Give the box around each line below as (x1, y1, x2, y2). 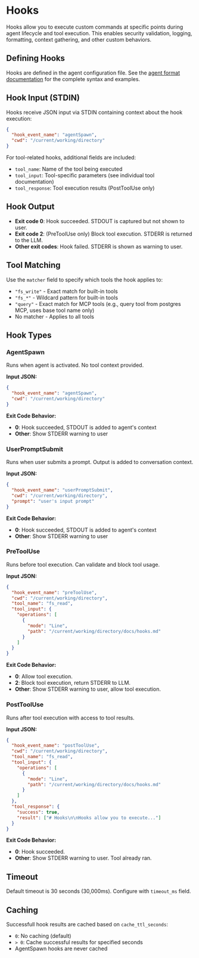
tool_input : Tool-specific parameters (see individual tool (14, 172, 155, 179)
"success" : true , (17, 809, 60, 815)
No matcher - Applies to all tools (14, 313, 94, 320)
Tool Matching (6, 260, 61, 270)
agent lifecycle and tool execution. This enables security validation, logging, (6, 29, 192, 36)
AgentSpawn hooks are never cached (14, 945, 108, 952)
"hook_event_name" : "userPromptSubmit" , (11, 487, 113, 493)
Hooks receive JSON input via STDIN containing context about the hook (6, 109, 183, 116)
